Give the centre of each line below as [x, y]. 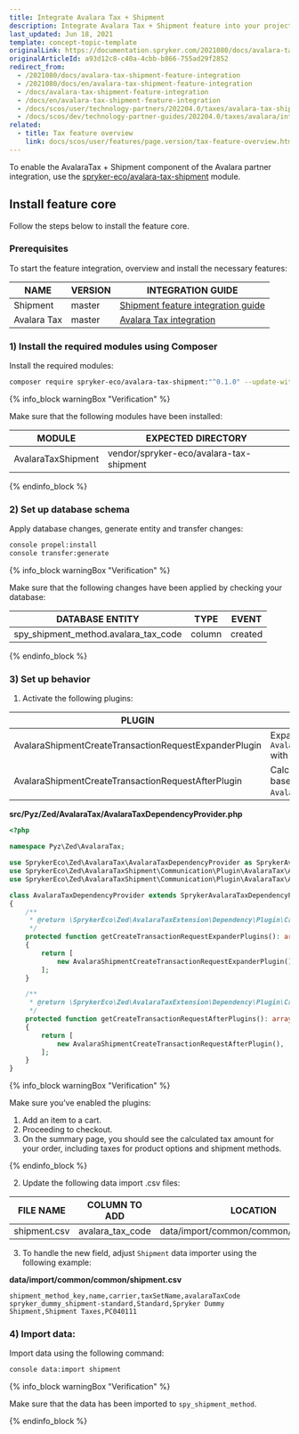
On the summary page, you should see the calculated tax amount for [148, 1139]
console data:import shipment [65, 1370]
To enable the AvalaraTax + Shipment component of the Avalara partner [140, 166]
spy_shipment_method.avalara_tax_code [98, 635]
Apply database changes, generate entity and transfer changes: [126, 529]
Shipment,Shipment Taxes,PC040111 [73, 1312]
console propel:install [53, 545]
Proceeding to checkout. [67, 1130]
